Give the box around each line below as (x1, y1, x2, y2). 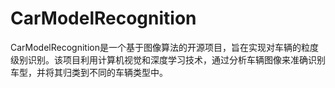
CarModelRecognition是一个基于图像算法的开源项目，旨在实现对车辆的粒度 (10, 41, 319, 53)
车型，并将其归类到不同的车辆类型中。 (10, 66, 168, 78)
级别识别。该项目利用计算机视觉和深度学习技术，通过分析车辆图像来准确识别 (10, 53, 326, 66)
